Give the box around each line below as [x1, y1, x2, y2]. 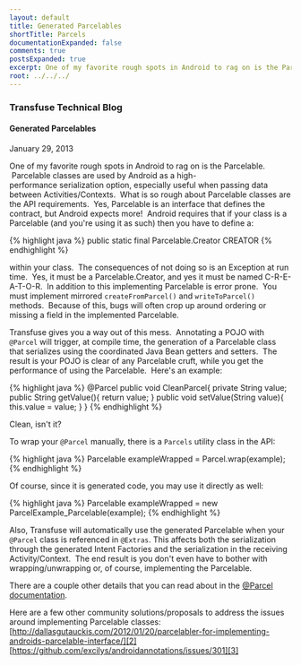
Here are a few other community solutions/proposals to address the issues [9, 607, 285, 617]
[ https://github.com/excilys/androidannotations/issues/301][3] [9, 644, 239, 655]
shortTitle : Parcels [9, 30, 87, 39]
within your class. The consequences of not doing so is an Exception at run [9, 262, 289, 272]
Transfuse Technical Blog [9, 100, 123, 113]
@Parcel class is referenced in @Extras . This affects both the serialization [9, 534, 276, 545]
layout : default [9, 13, 70, 22]
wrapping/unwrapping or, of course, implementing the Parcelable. [9, 562, 253, 574]
